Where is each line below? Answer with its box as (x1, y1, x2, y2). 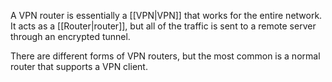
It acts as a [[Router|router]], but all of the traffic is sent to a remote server (10, 20, 317, 32)
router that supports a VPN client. (10, 61, 148, 72)
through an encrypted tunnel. (10, 31, 131, 42)
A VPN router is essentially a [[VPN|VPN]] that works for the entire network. (10, 10, 323, 21)
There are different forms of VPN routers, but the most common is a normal (10, 50, 321, 62)
